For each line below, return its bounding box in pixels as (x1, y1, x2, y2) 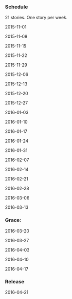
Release (5, 278, 25, 285)
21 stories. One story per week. (5, 15, 68, 21)
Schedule (5, 3, 28, 10)
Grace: (5, 217, 22, 224)
